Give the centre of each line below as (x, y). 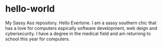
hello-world (30, 9)
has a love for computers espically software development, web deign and (81, 28)
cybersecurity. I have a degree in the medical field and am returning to (78, 33)
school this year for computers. (38, 39)
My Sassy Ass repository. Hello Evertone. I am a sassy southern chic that (81, 23)
